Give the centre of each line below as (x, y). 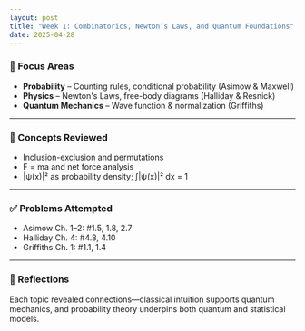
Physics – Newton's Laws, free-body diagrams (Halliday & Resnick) (149, 95)
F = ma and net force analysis (78, 166)
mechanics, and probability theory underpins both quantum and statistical (148, 308)
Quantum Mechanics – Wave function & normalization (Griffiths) (143, 105)
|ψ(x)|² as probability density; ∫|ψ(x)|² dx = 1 (105, 176)
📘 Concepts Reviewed (59, 137)
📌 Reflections (39, 279)
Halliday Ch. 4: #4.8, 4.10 (69, 238)
